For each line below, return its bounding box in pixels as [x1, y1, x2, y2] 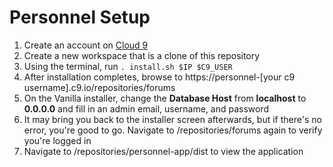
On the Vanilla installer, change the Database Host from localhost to [23, 92, 307, 104]
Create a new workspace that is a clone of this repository [23, 49, 261, 61]
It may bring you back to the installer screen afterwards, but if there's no [23, 113, 322, 125]
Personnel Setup [9, 6, 151, 29]
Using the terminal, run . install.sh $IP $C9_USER [23, 60, 233, 72]
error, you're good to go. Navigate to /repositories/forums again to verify [23, 124, 323, 136]
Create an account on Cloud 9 [23, 39, 149, 51]
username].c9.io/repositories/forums [23, 81, 176, 93]
